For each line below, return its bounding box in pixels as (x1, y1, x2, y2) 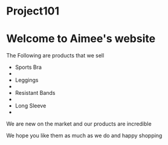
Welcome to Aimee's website (6, 32, 156, 46)
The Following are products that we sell (6, 52, 105, 59)
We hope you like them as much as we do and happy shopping (6, 132, 163, 140)
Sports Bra (15, 63, 42, 71)
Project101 (6, 4, 60, 18)
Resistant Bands (15, 89, 56, 97)
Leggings (15, 77, 39, 84)
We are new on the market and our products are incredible (6, 120, 152, 127)
